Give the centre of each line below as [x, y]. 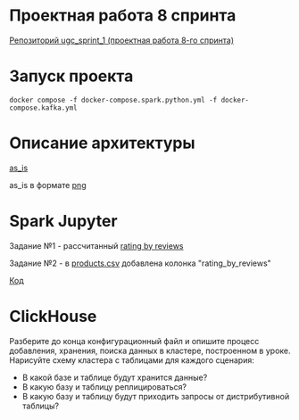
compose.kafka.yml [43, 108]
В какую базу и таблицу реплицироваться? [104, 387]
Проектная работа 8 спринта [123, 16]
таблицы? [41, 406]
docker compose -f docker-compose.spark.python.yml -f [113, 100]
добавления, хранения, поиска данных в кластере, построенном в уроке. [150, 350]
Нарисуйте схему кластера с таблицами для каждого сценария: [132, 360]
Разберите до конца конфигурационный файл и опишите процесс [134, 341]
